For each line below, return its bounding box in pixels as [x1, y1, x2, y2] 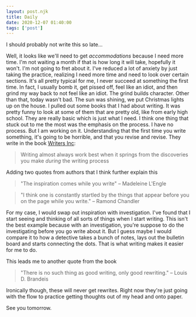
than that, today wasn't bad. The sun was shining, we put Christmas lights [6, 96, 184, 103]
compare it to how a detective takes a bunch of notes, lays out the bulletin [6, 234, 184, 241]
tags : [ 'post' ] [6, 25, 43, 31]
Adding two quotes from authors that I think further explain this [6, 168, 158, 176]
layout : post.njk [6, 8, 49, 15]
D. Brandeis [20, 275, 49, 282]
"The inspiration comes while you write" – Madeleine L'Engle [20, 180, 167, 187]
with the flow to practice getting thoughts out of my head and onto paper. [6, 293, 183, 300]
